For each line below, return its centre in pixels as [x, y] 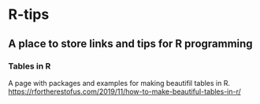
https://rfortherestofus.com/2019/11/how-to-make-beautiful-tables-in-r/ [125, 91]
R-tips [29, 15]
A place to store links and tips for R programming [131, 44]
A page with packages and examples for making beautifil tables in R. [119, 83]
